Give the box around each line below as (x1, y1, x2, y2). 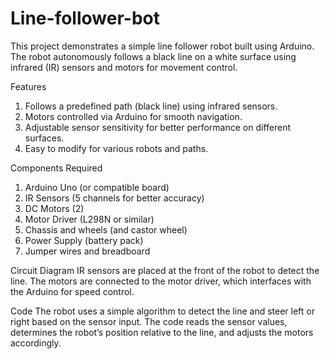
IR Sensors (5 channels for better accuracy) (24, 192, 205, 204)
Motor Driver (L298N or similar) (24, 213, 155, 225)
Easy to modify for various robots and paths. (24, 142, 209, 154)
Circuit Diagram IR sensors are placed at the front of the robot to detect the (10, 264, 320, 276)
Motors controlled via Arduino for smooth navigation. (24, 110, 243, 122)
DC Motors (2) (24, 202, 85, 214)
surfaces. (24, 132, 65, 144)
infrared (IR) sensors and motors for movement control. (10, 61, 238, 73)
